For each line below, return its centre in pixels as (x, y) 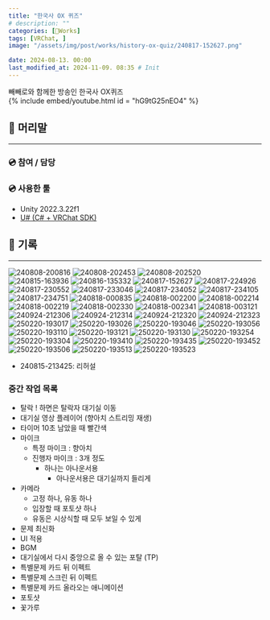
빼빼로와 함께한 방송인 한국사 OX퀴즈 (66, 91)
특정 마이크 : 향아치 (62, 448)
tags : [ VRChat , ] (37, 38)
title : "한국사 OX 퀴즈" (45, 16)
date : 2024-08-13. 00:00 (50, 60)
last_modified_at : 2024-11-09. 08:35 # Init (84, 68)
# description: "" (39, 23)
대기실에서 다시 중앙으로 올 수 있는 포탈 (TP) (89, 557)
